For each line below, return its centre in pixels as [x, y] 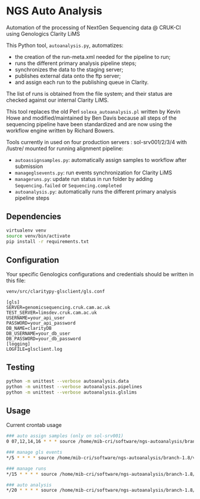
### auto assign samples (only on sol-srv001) [65, 436]
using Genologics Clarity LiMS [43, 33]
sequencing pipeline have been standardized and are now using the [89, 124]
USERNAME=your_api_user [36, 318]
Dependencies [34, 216]
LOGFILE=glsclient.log [34, 350]
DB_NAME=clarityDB [29, 329]
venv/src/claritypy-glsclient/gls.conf [56, 292]
